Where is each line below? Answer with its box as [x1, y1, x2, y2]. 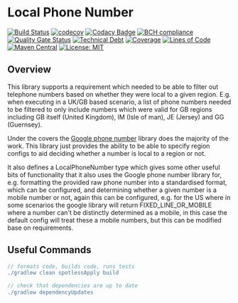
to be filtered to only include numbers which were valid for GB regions [7, 105, 212, 114]
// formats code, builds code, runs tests [7, 262, 135, 270]
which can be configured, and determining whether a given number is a [7, 186, 217, 194]
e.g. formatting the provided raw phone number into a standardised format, [7, 178, 227, 186]
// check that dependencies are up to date [7, 282, 139, 289]
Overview [7, 63, 52, 75]
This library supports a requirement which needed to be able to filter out [7, 83, 219, 91]
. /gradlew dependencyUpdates [7, 289, 94, 296]
